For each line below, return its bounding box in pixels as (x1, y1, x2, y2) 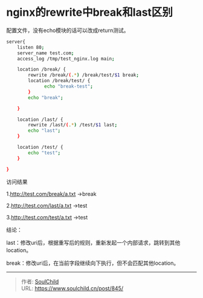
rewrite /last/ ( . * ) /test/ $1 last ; (28, 122, 118, 128)
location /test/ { (17, 144, 63, 151)
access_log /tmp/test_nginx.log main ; (17, 56, 115, 62)
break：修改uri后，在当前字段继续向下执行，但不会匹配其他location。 (6, 259, 179, 267)
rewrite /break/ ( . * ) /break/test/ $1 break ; (28, 72, 139, 79)
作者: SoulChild (21, 277, 59, 285)
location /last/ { (17, 116, 63, 123)
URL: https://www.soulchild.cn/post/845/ (21, 285, 124, 292)
